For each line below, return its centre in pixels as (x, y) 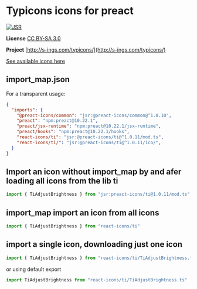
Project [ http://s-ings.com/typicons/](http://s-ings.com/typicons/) (86, 50)
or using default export (34, 269)
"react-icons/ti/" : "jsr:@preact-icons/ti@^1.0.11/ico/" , (89, 142)
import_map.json (38, 79)
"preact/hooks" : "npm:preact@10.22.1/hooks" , (73, 132)
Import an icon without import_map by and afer (94, 171)
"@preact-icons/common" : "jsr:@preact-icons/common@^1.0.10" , (94, 115)
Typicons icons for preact (70, 11)
